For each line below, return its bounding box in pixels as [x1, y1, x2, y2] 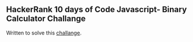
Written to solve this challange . [6, 29, 82, 36]
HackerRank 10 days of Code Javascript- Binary [6, 5, 187, 15]
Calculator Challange [6, 14, 86, 24]
